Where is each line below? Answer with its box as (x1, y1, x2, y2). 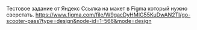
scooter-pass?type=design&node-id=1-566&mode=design (6, 18, 152, 24)
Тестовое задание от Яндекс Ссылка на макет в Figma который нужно (6, 5, 188, 12)
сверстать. (6, 11, 34, 18)
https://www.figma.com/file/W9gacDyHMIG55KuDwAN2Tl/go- (35, 11, 191, 18)
